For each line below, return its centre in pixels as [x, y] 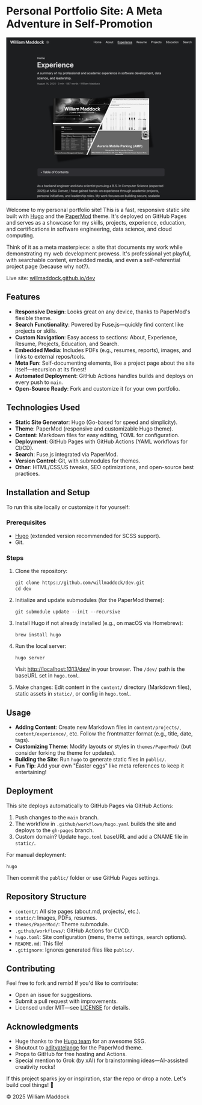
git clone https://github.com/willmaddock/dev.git [80, 583]
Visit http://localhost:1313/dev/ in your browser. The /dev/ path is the [100, 669]
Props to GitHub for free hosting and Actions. [71, 1054]
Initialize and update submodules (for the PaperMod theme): [90, 600]
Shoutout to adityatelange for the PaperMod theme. [79, 1048]
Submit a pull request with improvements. [66, 1001]
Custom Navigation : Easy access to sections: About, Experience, [96, 337]
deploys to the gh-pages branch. [54, 830]
